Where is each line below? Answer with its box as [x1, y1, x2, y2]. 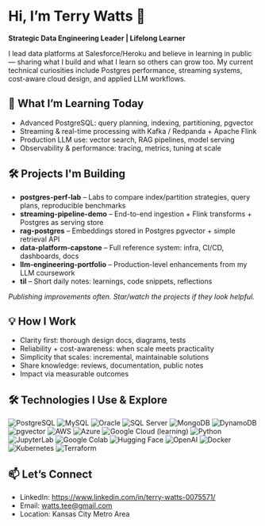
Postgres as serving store [19, 217, 104, 227]
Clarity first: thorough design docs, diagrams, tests [19, 336, 186, 345]
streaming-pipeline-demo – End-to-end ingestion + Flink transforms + [19, 209, 252, 219]
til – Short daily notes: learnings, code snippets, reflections [19, 276, 213, 286]
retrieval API [19, 234, 60, 244]
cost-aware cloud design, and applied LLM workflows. [8, 74, 186, 83]
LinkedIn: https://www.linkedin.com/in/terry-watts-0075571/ [19, 493, 216, 501]
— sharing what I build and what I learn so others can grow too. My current [8, 57, 254, 67]
